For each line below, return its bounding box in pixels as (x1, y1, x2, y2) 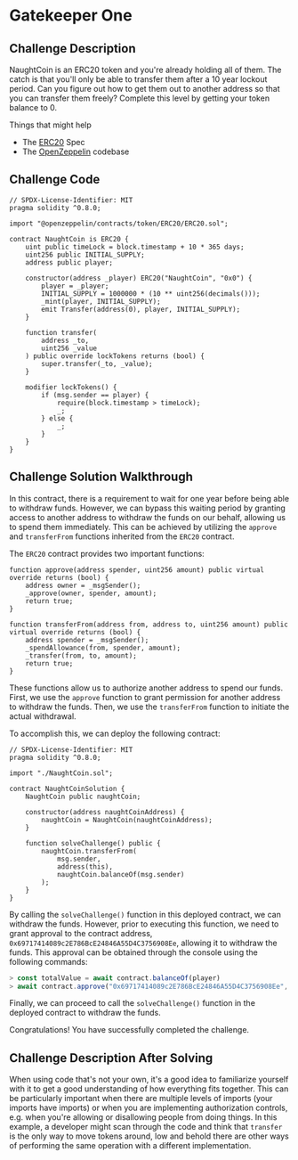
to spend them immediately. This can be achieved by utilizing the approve (9, 521, 278, 532)
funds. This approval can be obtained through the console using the (9, 946, 258, 958)
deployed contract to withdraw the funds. (9, 1008, 162, 1018)
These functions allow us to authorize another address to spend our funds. (9, 682, 284, 693)
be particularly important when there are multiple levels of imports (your (9, 1093, 273, 1104)
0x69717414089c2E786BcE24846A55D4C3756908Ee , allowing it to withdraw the (9, 937, 278, 948)
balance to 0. (9, 102, 58, 112)
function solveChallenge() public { (25, 838, 162, 847)
